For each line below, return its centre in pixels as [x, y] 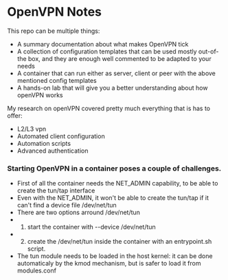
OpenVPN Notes [54, 12]
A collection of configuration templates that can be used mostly [107, 51]
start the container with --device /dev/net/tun [91, 227]
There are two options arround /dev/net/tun [79, 212]
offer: [15, 115]
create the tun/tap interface [56, 191]
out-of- [208, 51]
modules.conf [37, 270]
